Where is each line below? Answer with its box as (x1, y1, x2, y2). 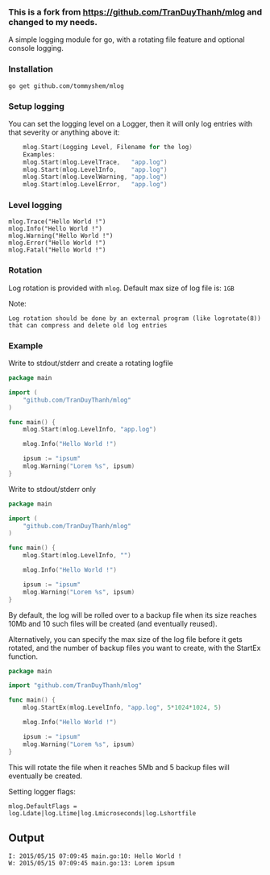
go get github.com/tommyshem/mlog (8, 81, 125, 90)
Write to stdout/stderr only (8, 484, 97, 494)
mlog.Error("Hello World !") (8, 239, 106, 248)
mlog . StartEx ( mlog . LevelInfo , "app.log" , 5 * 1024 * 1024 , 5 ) (23, 704, 222, 712)
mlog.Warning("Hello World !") (8, 232, 114, 240)
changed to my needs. (8, 16, 98, 27)
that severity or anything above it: (8, 127, 120, 137)
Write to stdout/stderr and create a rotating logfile (8, 358, 173, 369)
